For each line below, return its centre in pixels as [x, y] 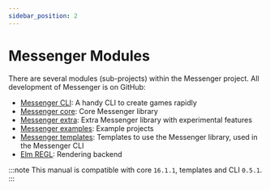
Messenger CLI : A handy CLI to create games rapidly [108, 103]
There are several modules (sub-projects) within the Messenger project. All [134, 78]
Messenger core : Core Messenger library [89, 111]
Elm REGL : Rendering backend [71, 154]
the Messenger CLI [52, 146]
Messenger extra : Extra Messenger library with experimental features [136, 120]
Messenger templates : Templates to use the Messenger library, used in [139, 137]
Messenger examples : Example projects [87, 128]
